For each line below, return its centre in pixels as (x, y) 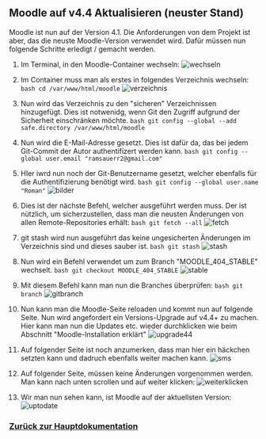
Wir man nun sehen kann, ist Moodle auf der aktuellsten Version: (126, 397)
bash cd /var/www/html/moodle (70, 89)
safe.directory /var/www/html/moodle (83, 128)
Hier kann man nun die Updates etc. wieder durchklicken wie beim (129, 326)
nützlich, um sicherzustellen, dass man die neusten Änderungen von (132, 214)
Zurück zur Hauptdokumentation (74, 426)
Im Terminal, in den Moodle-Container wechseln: (100, 64)
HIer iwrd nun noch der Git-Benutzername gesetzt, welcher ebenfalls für (139, 173)
